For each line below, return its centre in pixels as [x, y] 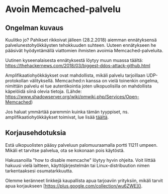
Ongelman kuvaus [34, 28]
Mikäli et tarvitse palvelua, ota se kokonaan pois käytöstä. [65, 150]
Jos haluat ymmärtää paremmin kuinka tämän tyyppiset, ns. [67, 112]
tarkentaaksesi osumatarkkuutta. [39, 171]
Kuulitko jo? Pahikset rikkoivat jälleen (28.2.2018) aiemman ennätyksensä [81, 40]
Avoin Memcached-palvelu [63, 9]
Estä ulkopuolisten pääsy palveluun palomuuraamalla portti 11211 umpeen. [81, 145]
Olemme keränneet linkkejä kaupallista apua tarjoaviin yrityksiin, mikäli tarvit [84, 180]
